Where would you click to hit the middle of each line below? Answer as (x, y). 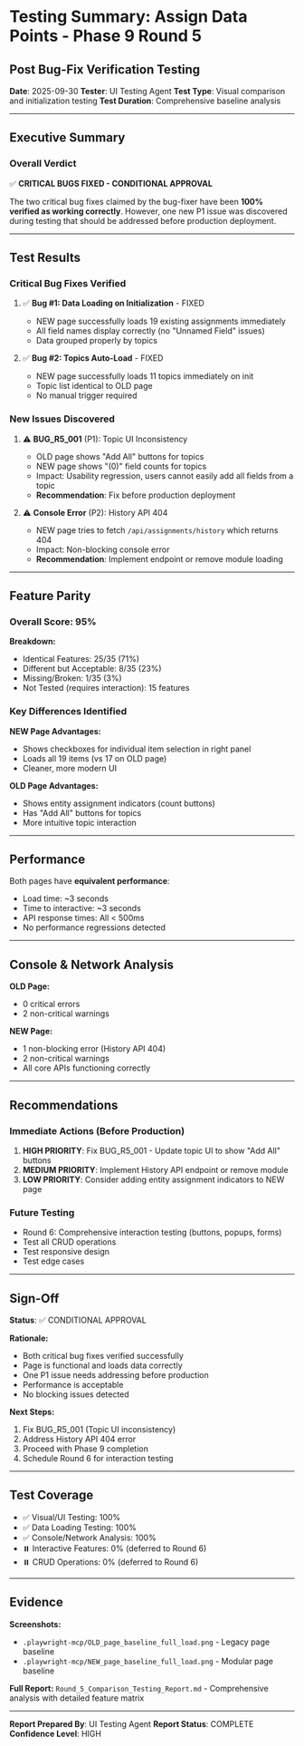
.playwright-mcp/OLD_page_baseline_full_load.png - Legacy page (146, 1642)
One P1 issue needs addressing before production (116, 1375)
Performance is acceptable (73, 1385)
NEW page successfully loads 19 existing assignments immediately (161, 321)
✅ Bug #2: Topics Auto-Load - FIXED (93, 358)
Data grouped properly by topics (97, 341)
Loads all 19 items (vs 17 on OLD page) (95, 758)
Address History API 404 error (79, 1440)
